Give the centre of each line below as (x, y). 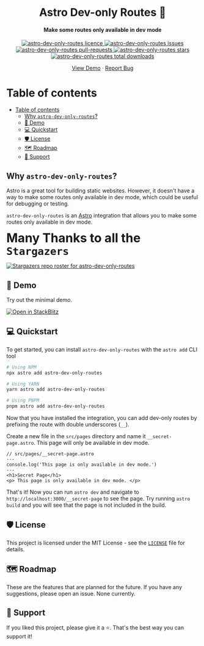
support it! (19, 637)
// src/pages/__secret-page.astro (50, 454)
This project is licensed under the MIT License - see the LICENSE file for (96, 543)
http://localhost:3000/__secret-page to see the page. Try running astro (98, 499)
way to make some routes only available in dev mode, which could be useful (102, 197)
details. (16, 549)
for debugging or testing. (38, 204)
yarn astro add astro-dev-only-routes (56, 390)
